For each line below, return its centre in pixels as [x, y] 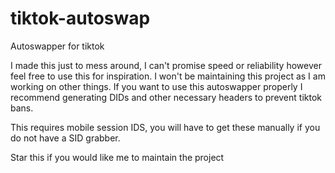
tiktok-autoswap [80, 18]
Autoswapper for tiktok [57, 46]
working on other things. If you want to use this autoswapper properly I [156, 86]
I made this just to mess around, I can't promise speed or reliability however [166, 65]
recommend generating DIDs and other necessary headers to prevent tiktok [166, 97]
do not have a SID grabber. [65, 138]
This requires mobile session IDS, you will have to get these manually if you [165, 127]
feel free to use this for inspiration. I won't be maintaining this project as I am [168, 76]
